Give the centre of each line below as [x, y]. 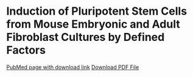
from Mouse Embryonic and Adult [93, 24]
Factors [26, 50]
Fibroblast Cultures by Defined [86, 37]
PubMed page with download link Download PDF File [73, 67]
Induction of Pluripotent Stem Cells [97, 11]
